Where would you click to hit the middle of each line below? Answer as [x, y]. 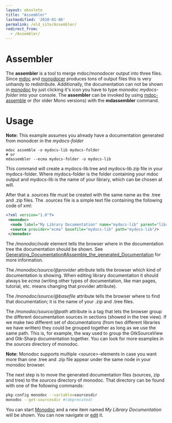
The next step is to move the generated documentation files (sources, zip [83, 375]
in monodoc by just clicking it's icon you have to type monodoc [72, 90]
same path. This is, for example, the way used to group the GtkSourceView [84, 333]
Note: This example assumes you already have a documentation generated [85, 135]
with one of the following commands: [45, 386]
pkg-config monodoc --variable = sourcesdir [52, 395]
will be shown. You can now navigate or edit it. [55, 415]
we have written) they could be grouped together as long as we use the [81, 328]
